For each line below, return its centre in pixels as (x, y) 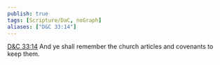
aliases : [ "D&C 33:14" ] (42, 27)
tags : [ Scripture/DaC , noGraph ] (54, 20)
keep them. (23, 54)
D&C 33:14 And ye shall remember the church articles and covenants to (110, 47)
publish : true (28, 14)
